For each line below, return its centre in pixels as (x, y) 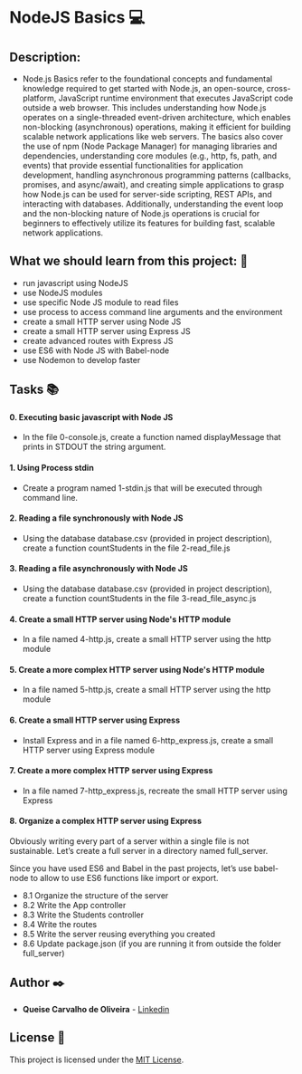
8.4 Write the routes (60, 925)
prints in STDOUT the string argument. (94, 447)
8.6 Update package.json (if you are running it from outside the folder (152, 944)
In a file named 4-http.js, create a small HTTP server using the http (146, 639)
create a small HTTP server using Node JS (102, 321)
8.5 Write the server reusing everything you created (118, 935)
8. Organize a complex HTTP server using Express (105, 821)
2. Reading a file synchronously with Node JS (96, 518)
